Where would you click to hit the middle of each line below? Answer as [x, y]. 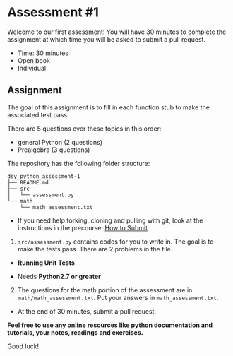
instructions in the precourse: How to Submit [83, 227]
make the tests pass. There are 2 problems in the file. [95, 249]
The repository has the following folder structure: [79, 163]
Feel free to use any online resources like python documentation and [110, 325]
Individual [32, 68]
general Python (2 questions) [60, 142]
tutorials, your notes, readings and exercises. [75, 332]
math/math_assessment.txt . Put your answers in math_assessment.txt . [118, 297]
